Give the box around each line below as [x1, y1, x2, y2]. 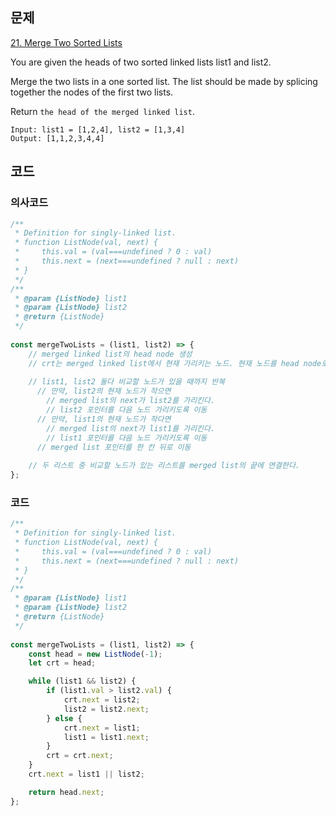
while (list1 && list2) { [28, 676, 137, 687]
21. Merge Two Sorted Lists [10, 36, 123, 48]
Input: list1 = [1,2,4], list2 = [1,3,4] [10, 124, 186, 135]
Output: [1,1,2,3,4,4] [10, 133, 105, 143]
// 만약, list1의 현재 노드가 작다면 [36, 414, 172, 424]
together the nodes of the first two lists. [10, 86, 174, 98]
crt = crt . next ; [46, 751, 114, 761]
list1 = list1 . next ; [63, 732, 150, 742]
